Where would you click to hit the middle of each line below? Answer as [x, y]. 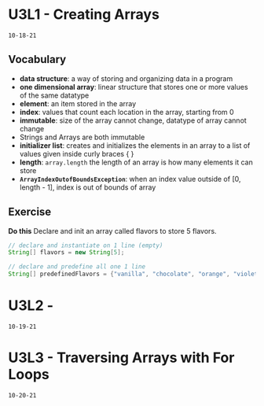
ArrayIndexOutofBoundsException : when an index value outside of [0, [130, 179]
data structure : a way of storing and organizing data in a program [126, 78]
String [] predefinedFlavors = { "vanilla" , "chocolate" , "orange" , [119, 274]
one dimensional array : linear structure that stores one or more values [134, 87]
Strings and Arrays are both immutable [82, 137]
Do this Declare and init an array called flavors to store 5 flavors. [113, 231]
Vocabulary [37, 59]
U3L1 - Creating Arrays [84, 15]
